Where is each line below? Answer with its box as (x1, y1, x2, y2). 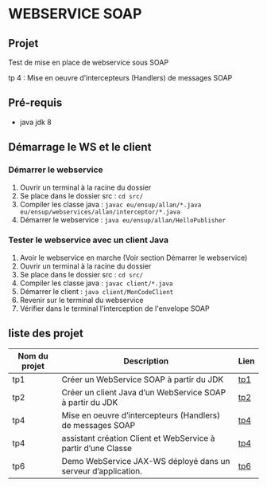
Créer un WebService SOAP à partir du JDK (61, 374, 224, 385)
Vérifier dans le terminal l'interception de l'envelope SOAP (19, 304, 210, 313)
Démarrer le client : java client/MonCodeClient (19, 286, 174, 296)
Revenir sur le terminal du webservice (19, 295, 144, 304)
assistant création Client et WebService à (61, 432, 215, 443)
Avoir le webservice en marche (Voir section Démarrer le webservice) (19, 253, 248, 262)
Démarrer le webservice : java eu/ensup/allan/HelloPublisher (19, 214, 226, 224)
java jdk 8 (19, 117, 52, 127)
